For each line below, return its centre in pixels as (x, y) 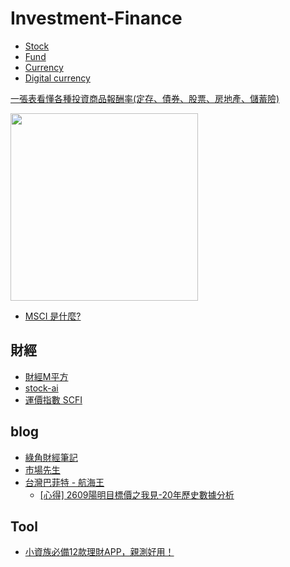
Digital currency (57, 78)
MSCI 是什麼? (53, 316)
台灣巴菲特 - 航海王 (64, 482)
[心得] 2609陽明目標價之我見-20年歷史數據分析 (137, 494)
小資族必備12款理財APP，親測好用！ (99, 552)
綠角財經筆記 (51, 457)
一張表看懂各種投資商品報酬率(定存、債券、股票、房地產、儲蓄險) (145, 98)
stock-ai (41, 388)
